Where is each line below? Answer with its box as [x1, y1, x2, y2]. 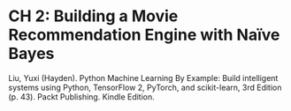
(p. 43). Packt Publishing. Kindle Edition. [8, 91, 156, 102]
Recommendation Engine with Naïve [8, 25, 280, 45]
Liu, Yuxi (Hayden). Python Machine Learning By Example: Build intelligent [8, 72, 279, 83]
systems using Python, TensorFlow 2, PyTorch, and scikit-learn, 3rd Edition [8, 82, 282, 92]
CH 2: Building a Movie [8, 6, 179, 26]
